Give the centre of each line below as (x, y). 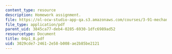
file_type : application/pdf (35, 24)
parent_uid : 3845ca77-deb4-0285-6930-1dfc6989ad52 (60, 29)
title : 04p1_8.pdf (25, 39)
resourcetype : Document (31, 34)
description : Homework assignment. (43, 15)
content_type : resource (31, 10)
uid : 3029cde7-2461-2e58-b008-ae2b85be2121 (52, 44)
